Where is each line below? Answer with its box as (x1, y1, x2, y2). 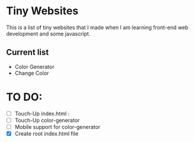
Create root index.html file (14, 130, 79, 137)
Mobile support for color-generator (14, 123, 101, 130)
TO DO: (6, 90, 43, 103)
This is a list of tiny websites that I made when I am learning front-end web (6, 24, 189, 31)
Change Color (14, 70, 49, 77)
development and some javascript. (6, 30, 91, 37)
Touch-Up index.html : (14, 110, 70, 117)
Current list (6, 48, 49, 58)
